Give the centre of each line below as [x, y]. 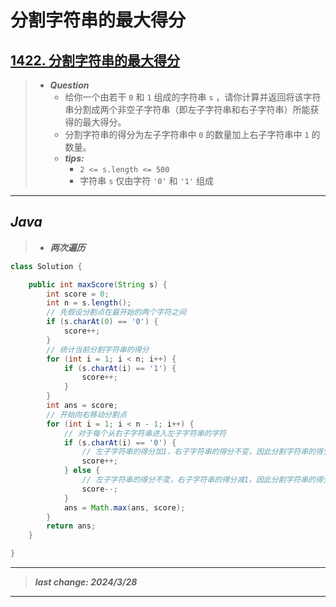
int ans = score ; [82, 406]
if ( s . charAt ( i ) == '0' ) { [120, 442]
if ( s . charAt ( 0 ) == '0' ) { [102, 322]
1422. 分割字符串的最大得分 [95, 60]
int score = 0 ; [78, 294]
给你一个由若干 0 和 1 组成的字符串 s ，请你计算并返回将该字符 [193, 97]
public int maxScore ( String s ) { [98, 284]
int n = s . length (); [89, 303]
